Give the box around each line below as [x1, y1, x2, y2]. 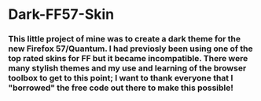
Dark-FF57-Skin [8, 5, 115, 23]
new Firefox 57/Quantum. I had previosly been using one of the [8, 43, 253, 54]
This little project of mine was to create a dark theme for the [8, 34, 241, 45]
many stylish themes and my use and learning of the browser [8, 63, 247, 74]
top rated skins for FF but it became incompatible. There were [8, 53, 248, 64]
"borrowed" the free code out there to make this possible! [8, 82, 234, 93]
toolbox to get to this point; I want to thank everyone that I [8, 73, 233, 84]
